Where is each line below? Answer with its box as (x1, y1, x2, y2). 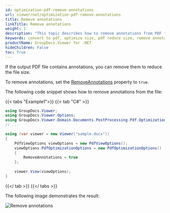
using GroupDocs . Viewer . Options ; (5, 113, 76, 118)
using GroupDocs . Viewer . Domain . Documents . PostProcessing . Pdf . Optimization (5, 117, 166, 123)
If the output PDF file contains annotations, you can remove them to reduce (5, 64, 162, 70)
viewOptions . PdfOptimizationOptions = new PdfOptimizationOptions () (14, 145, 162, 151)
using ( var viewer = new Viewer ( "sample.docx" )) (5, 132, 110, 137)
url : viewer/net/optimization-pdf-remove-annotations (5, 12, 121, 17)
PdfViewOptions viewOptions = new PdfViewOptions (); (14, 141, 128, 146)
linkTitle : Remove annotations (5, 21, 71, 27)
